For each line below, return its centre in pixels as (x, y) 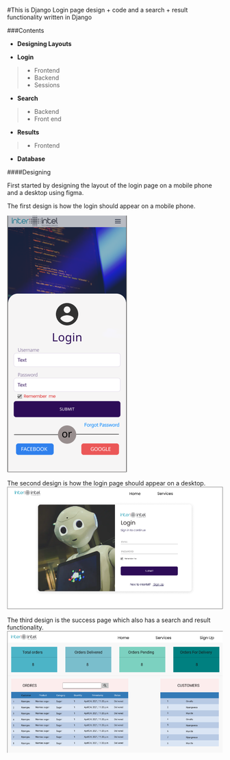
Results (28, 132)
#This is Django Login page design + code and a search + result (98, 10)
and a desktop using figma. (46, 193)
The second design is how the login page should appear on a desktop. (106, 483)
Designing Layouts (44, 44)
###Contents (26, 31)
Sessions (47, 85)
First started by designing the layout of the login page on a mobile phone (110, 185)
